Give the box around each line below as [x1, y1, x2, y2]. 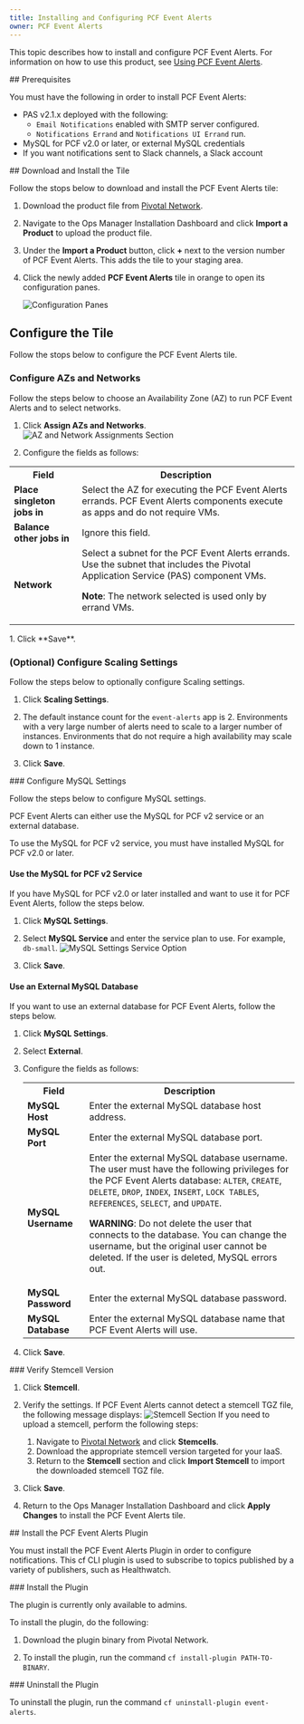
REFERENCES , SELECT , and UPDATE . [89, 1197, 223, 1209]
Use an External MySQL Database [9, 980, 138, 992]
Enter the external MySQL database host [89, 1100, 261, 1112]
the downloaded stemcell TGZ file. [35, 1465, 165, 1477]
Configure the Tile [9, 325, 114, 341]
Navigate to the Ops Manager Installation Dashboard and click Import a [22, 217, 289, 228]
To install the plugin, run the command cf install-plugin [22, 1652, 237, 1663]
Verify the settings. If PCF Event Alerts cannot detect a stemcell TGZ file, [22, 1400, 294, 1411]
